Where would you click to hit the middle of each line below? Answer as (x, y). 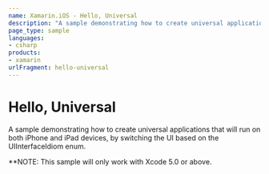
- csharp (23, 45)
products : (25, 53)
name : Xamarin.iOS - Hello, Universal (73, 16)
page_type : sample (39, 30)
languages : (26, 38)
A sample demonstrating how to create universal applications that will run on (134, 129)
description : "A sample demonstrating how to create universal (116, 23)
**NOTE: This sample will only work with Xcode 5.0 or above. (110, 161)
